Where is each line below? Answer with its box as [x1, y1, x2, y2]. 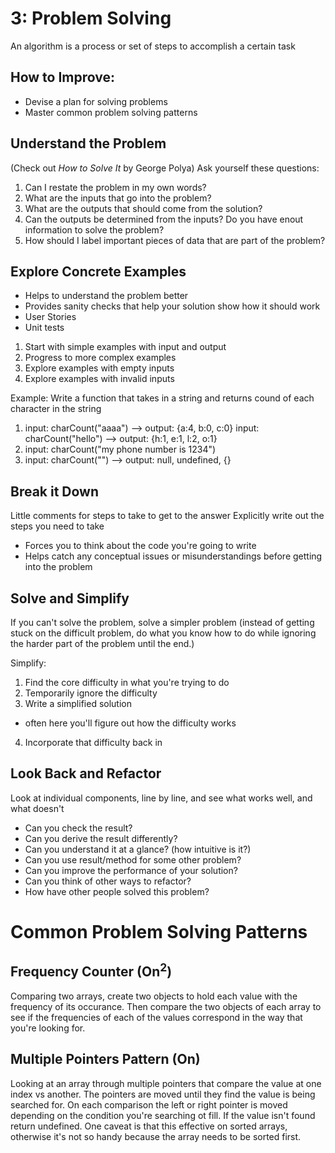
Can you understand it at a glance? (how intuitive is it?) [24, 843, 252, 855]
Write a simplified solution [24, 698, 132, 709]
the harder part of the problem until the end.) [10, 638, 195, 649]
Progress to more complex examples [24, 352, 177, 364]
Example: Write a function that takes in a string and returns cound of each [10, 392, 315, 404]
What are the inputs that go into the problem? [24, 192, 212, 204]
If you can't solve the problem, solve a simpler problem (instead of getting [10, 617, 315, 628]
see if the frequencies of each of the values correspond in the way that [10, 1011, 303, 1023]
